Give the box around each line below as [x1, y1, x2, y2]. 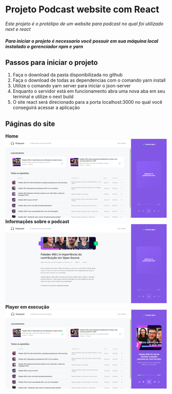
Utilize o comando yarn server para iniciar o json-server [12, 83, 131, 89]
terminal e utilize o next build [12, 93, 74, 100]
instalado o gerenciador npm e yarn [5, 43, 83, 49]
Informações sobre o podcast [5, 218, 70, 224]
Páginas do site [5, 119, 55, 128]
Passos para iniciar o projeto [5, 58, 98, 67]
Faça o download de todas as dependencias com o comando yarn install [12, 77, 166, 83]
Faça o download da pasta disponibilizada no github [12, 72, 123, 78]
